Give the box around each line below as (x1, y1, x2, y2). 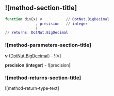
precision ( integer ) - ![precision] (5, 62, 71, 68)
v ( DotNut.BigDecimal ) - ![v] (5, 53, 61, 59)
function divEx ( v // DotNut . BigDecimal (5, 16, 110, 21)
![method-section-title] (5, 4, 77, 12)
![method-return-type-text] (5, 85, 59, 91)
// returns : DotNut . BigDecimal (5, 30, 68, 35)
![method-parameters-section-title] (5, 42, 91, 48)
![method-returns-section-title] (5, 74, 81, 81)
